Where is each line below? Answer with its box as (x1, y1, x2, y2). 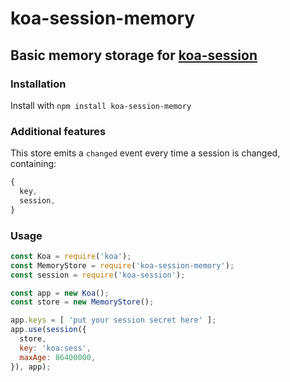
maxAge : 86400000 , (19, 352, 97, 362)
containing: (10, 158, 57, 170)
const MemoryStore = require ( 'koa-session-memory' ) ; (10, 260, 235, 271)
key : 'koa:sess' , (19, 343, 92, 353)
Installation (10, 77, 67, 91)
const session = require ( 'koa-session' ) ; (10, 270, 186, 280)
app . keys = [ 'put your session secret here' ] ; (10, 315, 217, 326)
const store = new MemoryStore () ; (10, 297, 155, 307)
